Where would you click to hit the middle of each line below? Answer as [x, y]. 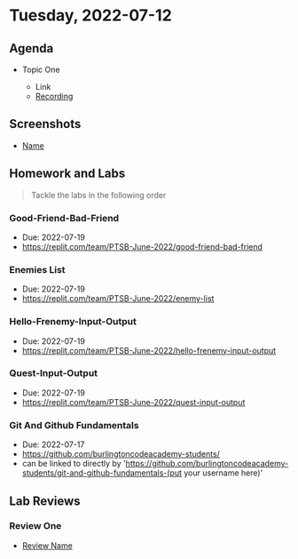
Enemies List [37, 269]
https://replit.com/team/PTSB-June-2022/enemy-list [118, 299]
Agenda [31, 48]
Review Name [47, 545]
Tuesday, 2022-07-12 [91, 16]
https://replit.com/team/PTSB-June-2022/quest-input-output [133, 402]
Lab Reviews [45, 501]
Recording [54, 96]
